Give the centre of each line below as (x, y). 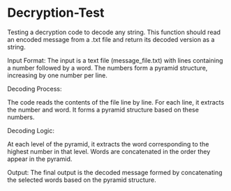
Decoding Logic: (31, 130)
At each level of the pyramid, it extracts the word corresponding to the (108, 144)
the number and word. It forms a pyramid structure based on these (103, 109)
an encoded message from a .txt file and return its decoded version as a (111, 39)
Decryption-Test (56, 13)
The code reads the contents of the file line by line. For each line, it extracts (116, 102)
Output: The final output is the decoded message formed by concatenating (115, 172)
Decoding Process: (35, 89)
